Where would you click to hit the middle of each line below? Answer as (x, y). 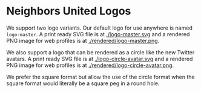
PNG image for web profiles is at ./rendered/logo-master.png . (83, 40)
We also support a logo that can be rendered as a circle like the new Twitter (100, 52)
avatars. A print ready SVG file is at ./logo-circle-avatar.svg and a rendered (100, 59)
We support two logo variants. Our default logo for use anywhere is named (99, 28)
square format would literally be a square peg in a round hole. (83, 83)
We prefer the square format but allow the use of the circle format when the (100, 77)
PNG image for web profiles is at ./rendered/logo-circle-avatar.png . (90, 65)
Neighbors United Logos (69, 11)
